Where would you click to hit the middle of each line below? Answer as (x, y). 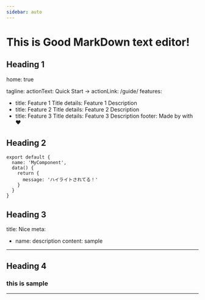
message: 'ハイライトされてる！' (60, 180)
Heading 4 (27, 266)
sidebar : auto (24, 12)
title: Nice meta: (26, 229)
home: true (20, 79)
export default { (28, 157)
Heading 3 (27, 214)
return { (28, 173)
